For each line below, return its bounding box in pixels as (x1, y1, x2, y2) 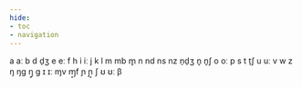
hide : (9, 13, 30, 23)
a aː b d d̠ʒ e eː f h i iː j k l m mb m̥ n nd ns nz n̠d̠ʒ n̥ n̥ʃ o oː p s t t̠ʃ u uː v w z (9, 55, 294, 66)
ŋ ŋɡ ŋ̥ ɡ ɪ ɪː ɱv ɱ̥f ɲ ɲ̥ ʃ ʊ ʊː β (9, 66, 122, 77)
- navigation (9, 30, 59, 39)
